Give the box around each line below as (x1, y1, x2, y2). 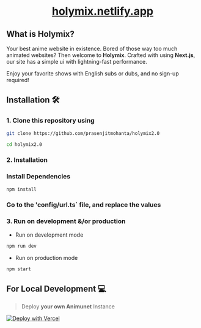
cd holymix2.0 (6, 141, 43, 148)
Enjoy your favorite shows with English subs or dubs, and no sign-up (6, 70, 179, 77)
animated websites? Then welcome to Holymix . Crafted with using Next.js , (6, 51, 196, 59)
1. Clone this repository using (6, 116, 95, 125)
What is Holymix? (6, 29, 75, 39)
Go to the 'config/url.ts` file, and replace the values (6, 200, 161, 209)
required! (6, 77, 29, 83)
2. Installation (6, 156, 48, 164)
